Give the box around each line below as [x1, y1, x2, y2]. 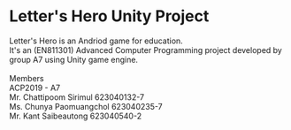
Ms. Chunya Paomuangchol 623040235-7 [9, 101, 164, 111]
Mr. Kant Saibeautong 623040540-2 [9, 111, 142, 121]
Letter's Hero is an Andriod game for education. [9, 35, 183, 46]
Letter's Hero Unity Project [9, 6, 210, 27]
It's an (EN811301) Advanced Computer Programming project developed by [9, 44, 283, 55]
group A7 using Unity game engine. [9, 54, 139, 65]
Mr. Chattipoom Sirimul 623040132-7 [9, 91, 145, 103]
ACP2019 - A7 [9, 82, 60, 93]
